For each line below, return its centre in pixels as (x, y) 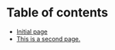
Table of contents (57, 13)
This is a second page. (48, 38)
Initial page (32, 32)
